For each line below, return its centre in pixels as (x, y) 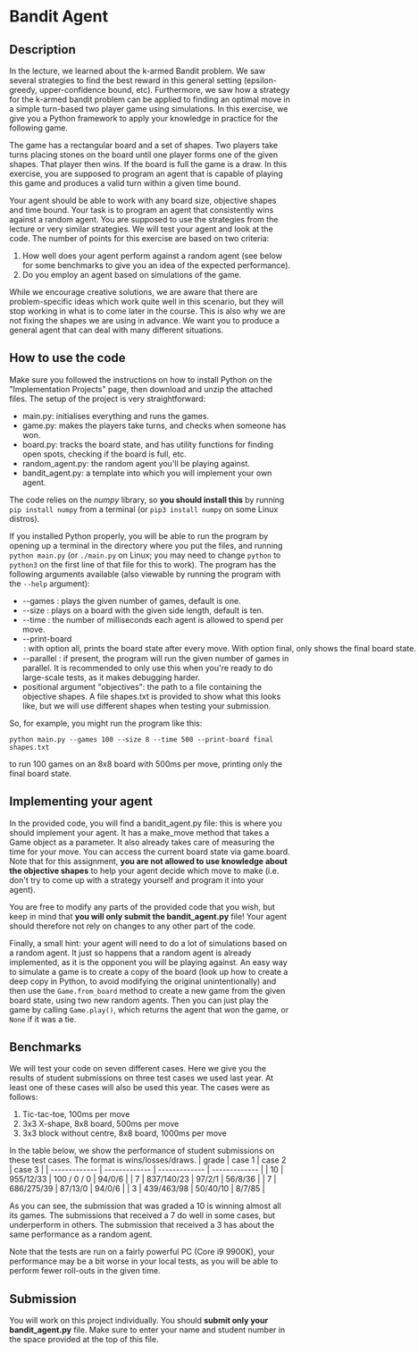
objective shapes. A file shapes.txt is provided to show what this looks (151, 696)
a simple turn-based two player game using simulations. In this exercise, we (149, 109)
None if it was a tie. (43, 1019)
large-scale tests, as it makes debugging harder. (111, 677)
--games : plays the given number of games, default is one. (131, 601)
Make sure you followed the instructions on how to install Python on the (141, 379)
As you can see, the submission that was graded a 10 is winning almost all (145, 1206)
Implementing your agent (81, 802)
